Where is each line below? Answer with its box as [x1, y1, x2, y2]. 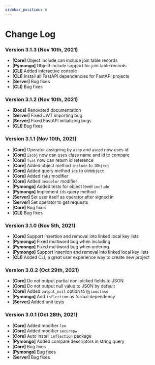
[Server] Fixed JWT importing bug [12, 112, 83, 119]
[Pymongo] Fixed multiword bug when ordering [12, 244, 109, 250]
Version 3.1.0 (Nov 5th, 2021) [5, 222, 76, 229]
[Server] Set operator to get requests [12, 199, 89, 205]
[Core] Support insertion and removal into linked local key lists [12, 233, 139, 239]
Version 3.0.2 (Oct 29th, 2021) [5, 267, 80, 274]
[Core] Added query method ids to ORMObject [12, 168, 104, 174]
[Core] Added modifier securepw [12, 327, 78, 334]
